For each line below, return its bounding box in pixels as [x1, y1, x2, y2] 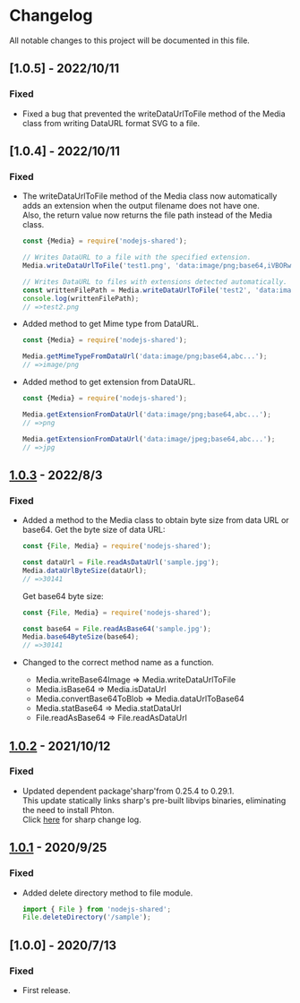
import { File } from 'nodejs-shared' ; [21, 904, 172, 913]
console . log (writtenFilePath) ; [21, 294, 140, 303]
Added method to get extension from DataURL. [21, 377, 196, 388]
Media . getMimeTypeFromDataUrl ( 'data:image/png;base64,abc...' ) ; [21, 352, 268, 361]
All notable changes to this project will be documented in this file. [9, 35, 251, 46]
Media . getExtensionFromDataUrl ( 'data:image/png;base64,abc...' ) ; [21, 409, 271, 419]
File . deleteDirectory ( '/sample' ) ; [21, 913, 151, 922]
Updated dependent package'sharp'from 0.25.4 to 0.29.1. [21, 785, 235, 796]
